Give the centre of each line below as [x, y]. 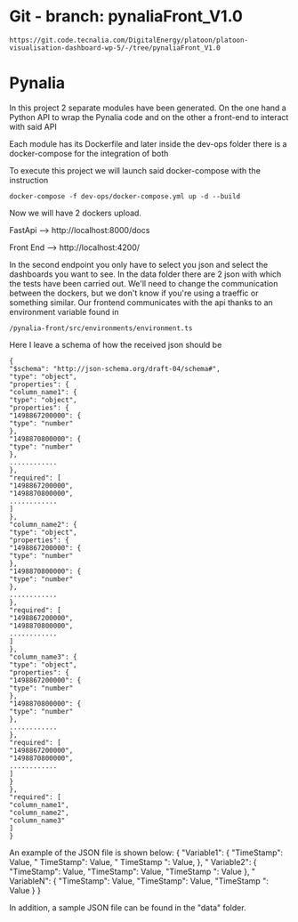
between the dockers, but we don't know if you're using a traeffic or [134, 293]
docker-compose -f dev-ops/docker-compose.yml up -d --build [125, 196]
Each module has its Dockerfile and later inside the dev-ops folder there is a [148, 143]
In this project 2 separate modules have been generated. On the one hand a [148, 108]
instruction [29, 180]
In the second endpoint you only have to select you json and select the [139, 264]
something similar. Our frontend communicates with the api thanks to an [141, 302]
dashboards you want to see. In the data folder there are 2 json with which [145, 274]
